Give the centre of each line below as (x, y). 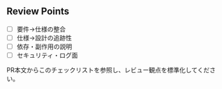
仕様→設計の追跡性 (44, 38)
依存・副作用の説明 (44, 46)
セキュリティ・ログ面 (47, 55)
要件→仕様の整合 (41, 29)
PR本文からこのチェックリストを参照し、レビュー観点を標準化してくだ (108, 70)
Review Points (38, 11)
